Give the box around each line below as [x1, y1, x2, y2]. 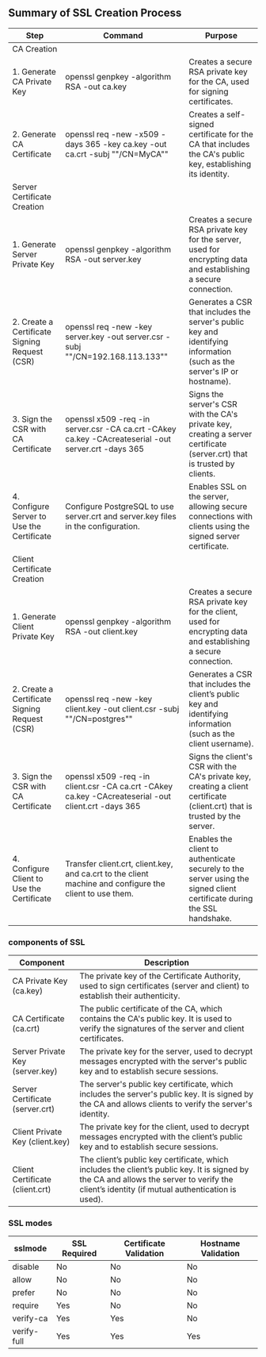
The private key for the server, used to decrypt [79, 1046, 253, 1057]
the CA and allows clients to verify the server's [79, 1099, 253, 1110]
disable [12, 1262, 40, 1273]
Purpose [204, 29, 238, 40]
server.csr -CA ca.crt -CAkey [65, 423, 177, 434]
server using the [188, 873, 249, 884]
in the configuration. [65, 520, 140, 531]
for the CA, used [188, 75, 249, 87]
